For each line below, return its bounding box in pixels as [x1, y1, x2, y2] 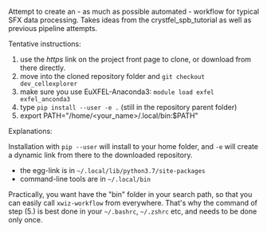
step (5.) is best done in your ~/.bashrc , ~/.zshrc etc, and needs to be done [8, 206, 257, 216]
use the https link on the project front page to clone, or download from [19, 55, 252, 64]
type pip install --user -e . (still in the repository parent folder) [19, 103, 238, 112]
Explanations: [8, 127, 53, 136]
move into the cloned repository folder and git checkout [19, 72, 206, 81]
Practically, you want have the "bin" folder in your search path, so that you [8, 190, 253, 199]
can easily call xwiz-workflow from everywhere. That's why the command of [8, 199, 257, 207]
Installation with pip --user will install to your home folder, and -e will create [8, 142, 259, 151]
